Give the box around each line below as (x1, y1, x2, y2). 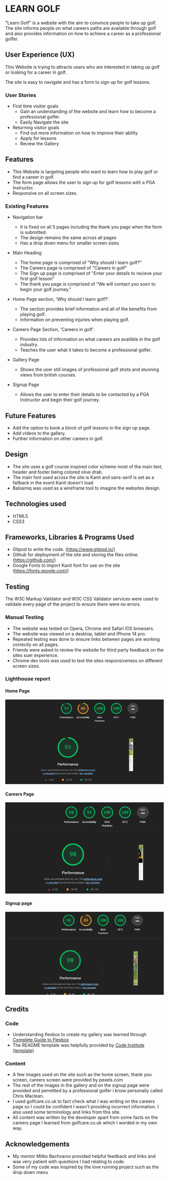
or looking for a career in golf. (5, 69, 67, 75)
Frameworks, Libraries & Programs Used (5, 533, 134, 542)
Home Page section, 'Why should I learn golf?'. (12, 296, 110, 302)
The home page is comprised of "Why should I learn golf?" (20, 259, 142, 265)
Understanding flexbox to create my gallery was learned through (12, 1031, 147, 1037)
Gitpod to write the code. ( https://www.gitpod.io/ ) (12, 546, 116, 553)
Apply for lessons (20, 135, 57, 141)
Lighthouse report (5, 675, 50, 682)
